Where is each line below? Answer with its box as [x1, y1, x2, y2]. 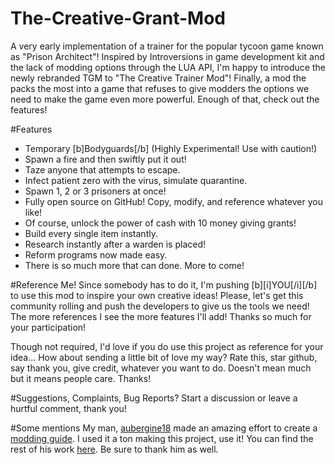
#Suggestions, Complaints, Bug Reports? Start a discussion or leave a [10, 392, 298, 404]
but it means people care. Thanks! [10, 372, 152, 384]
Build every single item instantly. [24, 227, 158, 239]
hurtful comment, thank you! [10, 402, 127, 414]
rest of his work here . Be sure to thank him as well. [10, 443, 219, 455]
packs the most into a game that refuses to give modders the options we [10, 82, 310, 94]
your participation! [10, 321, 87, 333]
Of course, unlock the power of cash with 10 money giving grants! [24, 217, 297, 229]
